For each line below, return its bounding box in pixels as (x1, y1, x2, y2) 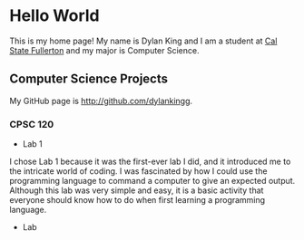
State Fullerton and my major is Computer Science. (9, 44, 200, 55)
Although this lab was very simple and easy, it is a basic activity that (9, 185, 264, 196)
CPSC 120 (9, 118, 54, 130)
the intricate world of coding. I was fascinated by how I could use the (9, 166, 268, 177)
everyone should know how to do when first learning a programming (9, 195, 266, 206)
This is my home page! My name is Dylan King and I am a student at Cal (9, 35, 278, 46)
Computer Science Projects (9, 72, 169, 87)
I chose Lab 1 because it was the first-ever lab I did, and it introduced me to (9, 156, 291, 168)
